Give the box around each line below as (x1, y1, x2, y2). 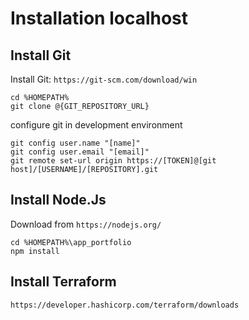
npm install (10, 246, 60, 256)
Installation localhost (10, 7, 189, 30)
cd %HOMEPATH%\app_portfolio (10, 237, 132, 247)
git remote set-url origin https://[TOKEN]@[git (10, 156, 217, 166)
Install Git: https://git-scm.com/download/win (10, 73, 198, 85)
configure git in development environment (10, 119, 183, 131)
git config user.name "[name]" (10, 138, 141, 148)
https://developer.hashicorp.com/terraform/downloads (10, 300, 240, 310)
